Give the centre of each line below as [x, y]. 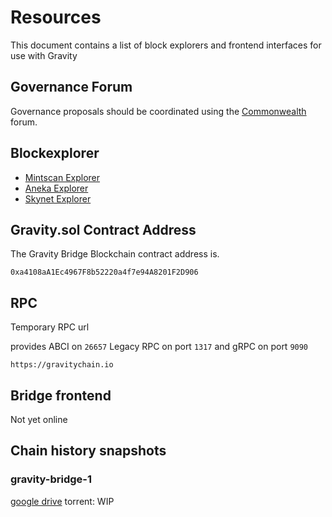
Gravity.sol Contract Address [103, 229]
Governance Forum [71, 87]
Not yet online [39, 419]
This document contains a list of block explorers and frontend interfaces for [166, 45]
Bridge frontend [61, 395]
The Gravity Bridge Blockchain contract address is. [115, 254]
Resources [56, 17]
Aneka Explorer [56, 188]
